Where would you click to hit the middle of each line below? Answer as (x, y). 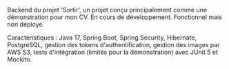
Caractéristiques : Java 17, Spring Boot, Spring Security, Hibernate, (102, 38)
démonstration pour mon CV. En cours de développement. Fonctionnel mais (114, 17)
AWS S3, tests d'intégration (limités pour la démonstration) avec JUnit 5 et (113, 52)
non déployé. (26, 24)
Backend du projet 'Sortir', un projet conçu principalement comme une (107, 10)
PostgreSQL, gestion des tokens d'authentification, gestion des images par (113, 45)
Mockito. (20, 59)
